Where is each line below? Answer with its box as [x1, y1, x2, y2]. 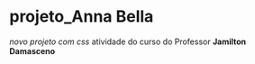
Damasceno [9, 45, 56, 56]
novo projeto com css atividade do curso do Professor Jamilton [9, 36, 247, 47]
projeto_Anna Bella [9, 6, 154, 27]
